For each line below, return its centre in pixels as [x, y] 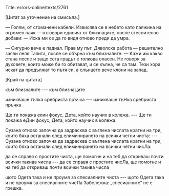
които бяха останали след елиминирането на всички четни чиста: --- [81, 136]
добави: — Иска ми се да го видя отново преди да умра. [68, 38]
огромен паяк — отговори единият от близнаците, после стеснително [82, 32]
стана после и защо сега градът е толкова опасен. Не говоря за [76, 59]
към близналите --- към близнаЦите [45, 90]
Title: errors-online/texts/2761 [37, 7]
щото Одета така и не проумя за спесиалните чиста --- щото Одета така [85, 177]
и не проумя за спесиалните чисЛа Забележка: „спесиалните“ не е [79, 183]
